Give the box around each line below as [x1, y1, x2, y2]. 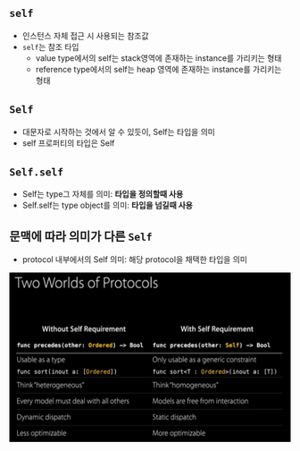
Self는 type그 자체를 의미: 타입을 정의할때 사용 [21, 189, 184, 200]
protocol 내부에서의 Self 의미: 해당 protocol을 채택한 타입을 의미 [21, 254, 248, 265]
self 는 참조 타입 [21, 41, 79, 52]
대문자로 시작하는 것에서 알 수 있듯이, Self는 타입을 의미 [21, 126, 216, 137]
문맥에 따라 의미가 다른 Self [9, 228, 154, 243]
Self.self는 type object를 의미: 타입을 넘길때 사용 [21, 200, 194, 211]
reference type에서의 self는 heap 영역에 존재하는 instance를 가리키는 [35, 64, 282, 74]
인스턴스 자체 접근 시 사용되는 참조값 [21, 30, 149, 41]
